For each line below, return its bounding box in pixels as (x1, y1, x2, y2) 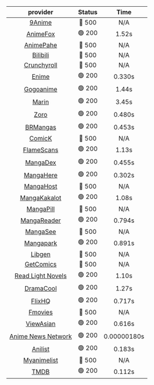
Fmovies (28, 308, 53, 316)
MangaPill (26, 205, 55, 213)
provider (28, 8, 54, 16)
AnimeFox (26, 29, 55, 38)
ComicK (29, 134, 53, 142)
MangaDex (25, 158, 57, 166)
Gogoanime (24, 85, 57, 93)
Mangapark (24, 239, 57, 247)
